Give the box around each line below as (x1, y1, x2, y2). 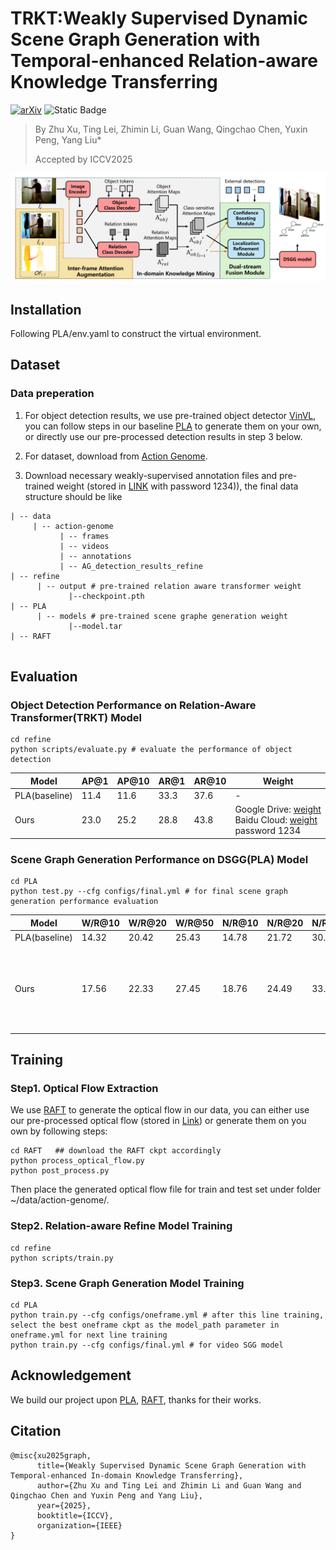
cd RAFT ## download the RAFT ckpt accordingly (10, 1146, 222, 1156)
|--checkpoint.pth (68, 591, 145, 601)
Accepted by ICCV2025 (34, 153, 133, 165)
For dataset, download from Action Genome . (24, 450, 208, 462)
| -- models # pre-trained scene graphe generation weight (36, 611, 288, 621)
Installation (10, 301, 82, 318)
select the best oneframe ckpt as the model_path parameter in (10, 1320, 280, 1330)
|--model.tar (68, 621, 123, 631)
